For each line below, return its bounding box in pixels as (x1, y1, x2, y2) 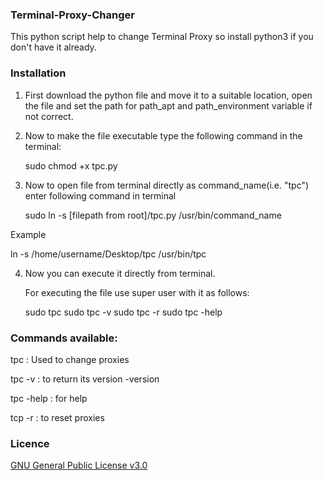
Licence (10, 436, 50, 450)
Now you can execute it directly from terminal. (24, 267, 216, 279)
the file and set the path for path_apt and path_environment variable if (24, 99, 313, 112)
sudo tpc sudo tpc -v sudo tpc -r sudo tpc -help (24, 306, 223, 318)
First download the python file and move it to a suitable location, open (24, 89, 313, 101)
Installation (10, 66, 67, 80)
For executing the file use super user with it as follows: (24, 286, 250, 298)
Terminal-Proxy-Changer (10, 8, 135, 22)
